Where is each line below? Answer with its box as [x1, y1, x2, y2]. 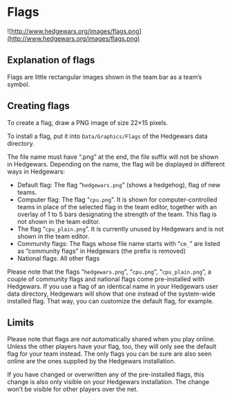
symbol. [7, 80, 30, 88]
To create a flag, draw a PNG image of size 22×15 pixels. [7, 118, 168, 126]
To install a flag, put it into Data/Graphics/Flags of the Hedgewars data [7, 132, 208, 140]
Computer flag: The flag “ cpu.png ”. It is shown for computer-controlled [17, 195, 217, 204]
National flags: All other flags [17, 254, 100, 263]
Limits [7, 316, 35, 328]
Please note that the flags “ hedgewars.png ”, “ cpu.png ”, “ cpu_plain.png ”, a [7, 267, 212, 276]
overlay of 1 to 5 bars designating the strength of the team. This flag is [17, 210, 217, 218]
